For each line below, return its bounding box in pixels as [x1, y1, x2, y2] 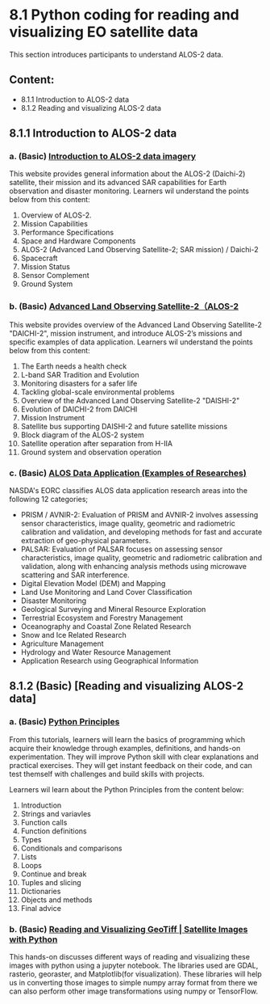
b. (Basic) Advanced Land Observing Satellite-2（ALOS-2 [9, 301, 239, 312]
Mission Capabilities [20, 219, 88, 229]
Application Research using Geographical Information [20, 656, 199, 666]
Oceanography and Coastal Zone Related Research [20, 622, 192, 631]
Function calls [20, 817, 68, 827]
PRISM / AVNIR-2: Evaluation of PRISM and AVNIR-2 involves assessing [20, 510, 259, 520]
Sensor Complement [20, 271, 89, 281]
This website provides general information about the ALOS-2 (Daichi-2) [9, 169, 246, 179]
